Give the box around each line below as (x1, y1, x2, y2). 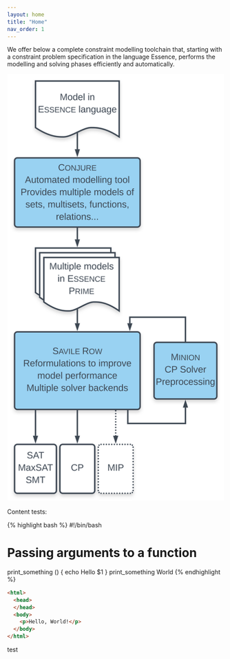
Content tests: (7, 507, 48, 516)
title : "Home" (7, 18, 48, 26)
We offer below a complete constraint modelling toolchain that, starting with (7, 45, 222, 54)
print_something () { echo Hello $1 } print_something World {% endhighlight (7, 567, 221, 576)
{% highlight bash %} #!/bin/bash (7, 520, 102, 529)
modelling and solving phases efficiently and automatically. (7, 60, 175, 68)
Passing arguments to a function (7, 545, 198, 561)
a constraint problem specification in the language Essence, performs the (7, 52, 216, 61)
